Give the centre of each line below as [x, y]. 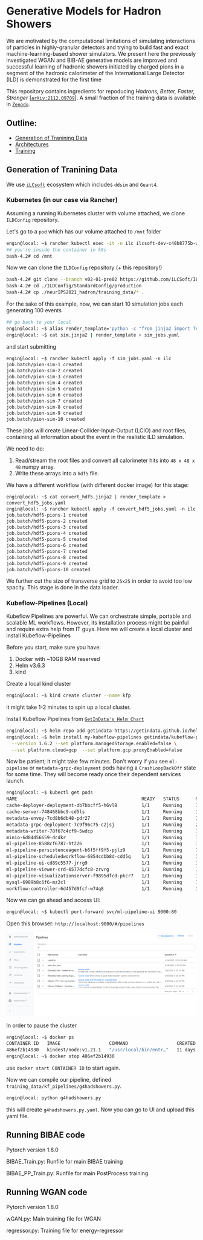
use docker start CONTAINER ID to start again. [63, 1068]
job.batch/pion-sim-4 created [44, 383]
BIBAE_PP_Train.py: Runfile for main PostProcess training [77, 1173]
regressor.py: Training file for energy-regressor [65, 1230]
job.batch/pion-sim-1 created [44, 364]
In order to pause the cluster [42, 1025]
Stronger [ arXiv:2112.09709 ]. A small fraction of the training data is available [101, 98]
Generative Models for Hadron [84, 11]
